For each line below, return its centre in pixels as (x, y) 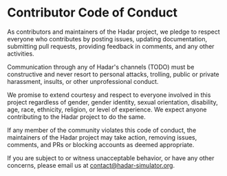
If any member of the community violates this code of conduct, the (102, 130)
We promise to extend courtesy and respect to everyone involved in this (109, 95)
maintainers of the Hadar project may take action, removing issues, (102, 137)
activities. (21, 54)
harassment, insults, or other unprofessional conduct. (83, 81)
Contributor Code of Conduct (92, 13)
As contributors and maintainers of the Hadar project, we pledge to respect (113, 32)
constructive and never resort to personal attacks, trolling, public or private (113, 74)
